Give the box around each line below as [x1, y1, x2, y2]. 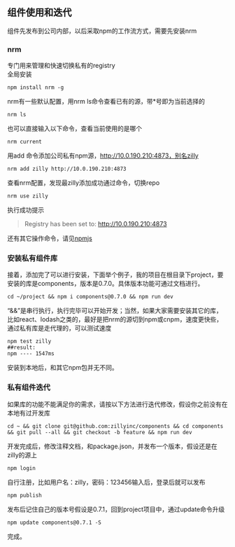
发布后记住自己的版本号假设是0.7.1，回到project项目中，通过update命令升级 [7, 505, 225, 513]
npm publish [7, 492, 42, 499]
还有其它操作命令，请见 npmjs [7, 234, 92, 243]
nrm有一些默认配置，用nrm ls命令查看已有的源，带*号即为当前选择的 [7, 97, 205, 106]
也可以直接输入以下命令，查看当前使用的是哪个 [7, 125, 142, 133]
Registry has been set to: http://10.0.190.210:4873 [24, 220, 167, 228]
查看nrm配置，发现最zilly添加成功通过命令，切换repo [7, 179, 160, 187]
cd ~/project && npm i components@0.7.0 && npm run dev [7, 293, 173, 300]
